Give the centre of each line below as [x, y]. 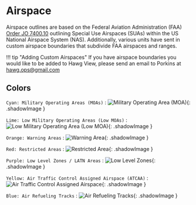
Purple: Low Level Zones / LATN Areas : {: [81, 160]
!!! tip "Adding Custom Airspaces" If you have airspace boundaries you [91, 57]
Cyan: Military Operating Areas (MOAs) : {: [98, 102]
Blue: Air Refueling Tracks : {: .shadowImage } [92, 196]
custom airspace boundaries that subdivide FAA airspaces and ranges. [92, 46]
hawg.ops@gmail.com [33, 69]
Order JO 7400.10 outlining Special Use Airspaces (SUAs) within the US [92, 33]
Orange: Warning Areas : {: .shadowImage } [77, 137]
